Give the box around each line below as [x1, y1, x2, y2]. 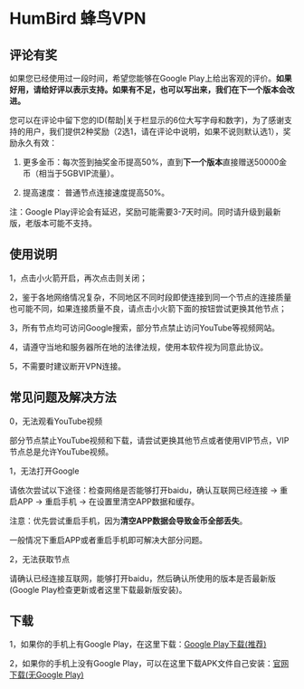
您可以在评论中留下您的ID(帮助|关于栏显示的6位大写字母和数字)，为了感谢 [9, 115, 285, 125]
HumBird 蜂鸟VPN [9, 8, 147, 29]
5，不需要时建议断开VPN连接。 [9, 360, 127, 371]
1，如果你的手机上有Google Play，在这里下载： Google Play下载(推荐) [9, 639, 267, 650]
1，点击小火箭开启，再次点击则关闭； [9, 273, 147, 283]
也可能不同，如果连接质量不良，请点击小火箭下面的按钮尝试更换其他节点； [9, 302, 287, 313]
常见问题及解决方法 [9, 390, 117, 406]
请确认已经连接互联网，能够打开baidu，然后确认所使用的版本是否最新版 [9, 572, 276, 584]
